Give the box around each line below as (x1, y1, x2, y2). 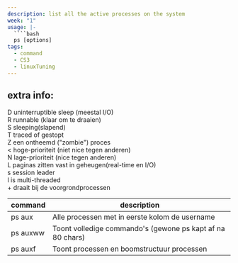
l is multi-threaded (7, 176, 61, 184)
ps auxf (11, 244, 36, 254)
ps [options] (13, 37, 52, 44)
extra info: (7, 89, 55, 101)
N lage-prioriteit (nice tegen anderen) (7, 153, 117, 162)
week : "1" (7, 17, 37, 24)
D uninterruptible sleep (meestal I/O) (7, 108, 114, 117)
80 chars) (52, 233, 86, 242)
